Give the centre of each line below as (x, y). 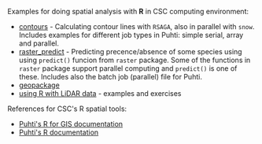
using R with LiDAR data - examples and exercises (100, 93)
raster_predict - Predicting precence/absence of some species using (130, 52)
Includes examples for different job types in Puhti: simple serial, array (131, 35)
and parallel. (39, 43)
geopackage (39, 85)
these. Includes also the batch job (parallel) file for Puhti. (110, 77)
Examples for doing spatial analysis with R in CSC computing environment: (128, 11)
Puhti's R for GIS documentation (71, 124)
